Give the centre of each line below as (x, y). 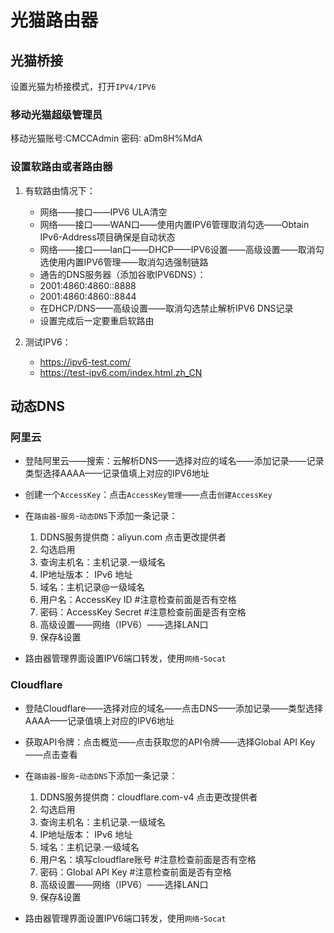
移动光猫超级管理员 (56, 114)
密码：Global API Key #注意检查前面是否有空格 (135, 872)
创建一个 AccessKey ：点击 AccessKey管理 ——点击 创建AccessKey (148, 495)
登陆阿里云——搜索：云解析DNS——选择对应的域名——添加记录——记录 (174, 461)
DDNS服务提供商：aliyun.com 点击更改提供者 (133, 537)
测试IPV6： (48, 342)
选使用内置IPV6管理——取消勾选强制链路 (124, 262)
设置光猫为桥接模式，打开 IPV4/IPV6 (83, 86)
